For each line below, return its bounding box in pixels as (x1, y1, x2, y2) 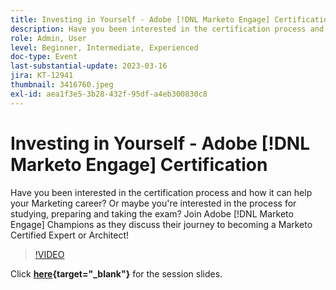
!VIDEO (34, 248, 65, 260)
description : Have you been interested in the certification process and (10, 24, 325, 34)
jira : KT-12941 (10, 71, 74, 81)
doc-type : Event (10, 52, 78, 62)
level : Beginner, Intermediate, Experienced (10, 42, 199, 53)
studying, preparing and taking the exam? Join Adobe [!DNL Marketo (10, 207, 294, 220)
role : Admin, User (10, 33, 87, 43)
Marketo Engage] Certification (10, 153, 268, 176)
